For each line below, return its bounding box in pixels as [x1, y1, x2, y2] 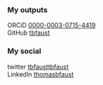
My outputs [7, 5, 48, 15]
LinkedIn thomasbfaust [7, 69, 74, 79]
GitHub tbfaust [7, 28, 50, 37]
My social [7, 46, 42, 56]
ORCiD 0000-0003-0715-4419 [7, 21, 96, 30]
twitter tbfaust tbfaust [7, 62, 69, 71]
